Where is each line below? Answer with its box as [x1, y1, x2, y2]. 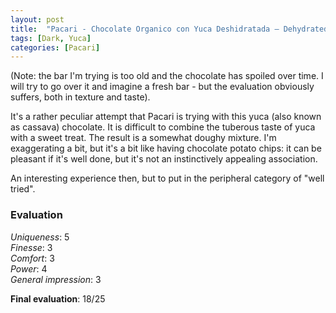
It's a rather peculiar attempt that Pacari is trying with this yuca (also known [10, 111, 322, 123]
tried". [10, 183, 36, 195]
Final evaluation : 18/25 [10, 292, 106, 305]
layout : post [10, 14, 65, 25]
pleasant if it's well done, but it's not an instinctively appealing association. [10, 153, 318, 165]
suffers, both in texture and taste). [10, 91, 151, 103]
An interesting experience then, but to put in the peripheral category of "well [10, 172, 325, 185]
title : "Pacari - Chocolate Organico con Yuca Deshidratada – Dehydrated [10, 24, 329, 34]
